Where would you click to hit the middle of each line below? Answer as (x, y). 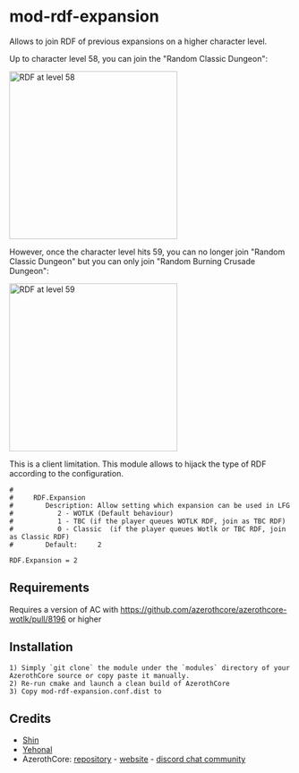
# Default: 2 (56, 545)
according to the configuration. (66, 473)
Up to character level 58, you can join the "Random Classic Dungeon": (139, 58)
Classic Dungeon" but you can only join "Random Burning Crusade (132, 261)
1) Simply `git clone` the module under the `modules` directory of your (150, 668)
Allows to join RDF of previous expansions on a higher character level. (138, 41)
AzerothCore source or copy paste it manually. (100, 675)
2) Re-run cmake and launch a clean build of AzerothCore (120, 683)
